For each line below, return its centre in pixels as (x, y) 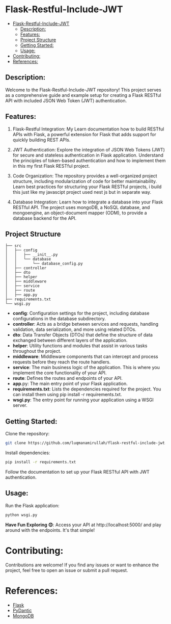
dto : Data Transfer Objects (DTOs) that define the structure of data (82, 335)
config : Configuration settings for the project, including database (81, 313)
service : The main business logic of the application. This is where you (86, 368)
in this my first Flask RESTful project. (51, 166)
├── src (13, 246)
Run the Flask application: (32, 505)
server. (20, 405)
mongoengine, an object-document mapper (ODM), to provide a (80, 213)
